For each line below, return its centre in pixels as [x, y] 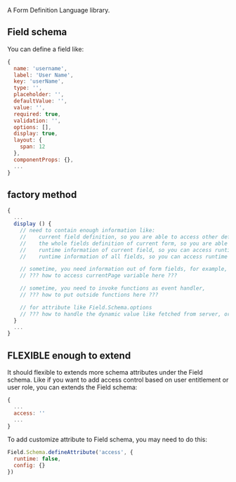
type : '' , [28, 88]
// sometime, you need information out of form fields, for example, [124, 269]
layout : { [28, 140]
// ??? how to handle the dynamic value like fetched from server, [120, 314]
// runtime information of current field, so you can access [116, 250]
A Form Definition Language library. [59, 10]
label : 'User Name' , [44, 75]
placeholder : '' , [39, 95]
